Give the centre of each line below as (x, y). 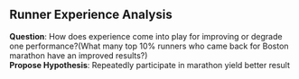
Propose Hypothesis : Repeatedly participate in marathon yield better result (150, 65)
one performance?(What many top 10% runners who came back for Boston (149, 46)
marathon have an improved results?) (79, 55)
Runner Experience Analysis (91, 15)
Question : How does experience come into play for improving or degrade (146, 36)
